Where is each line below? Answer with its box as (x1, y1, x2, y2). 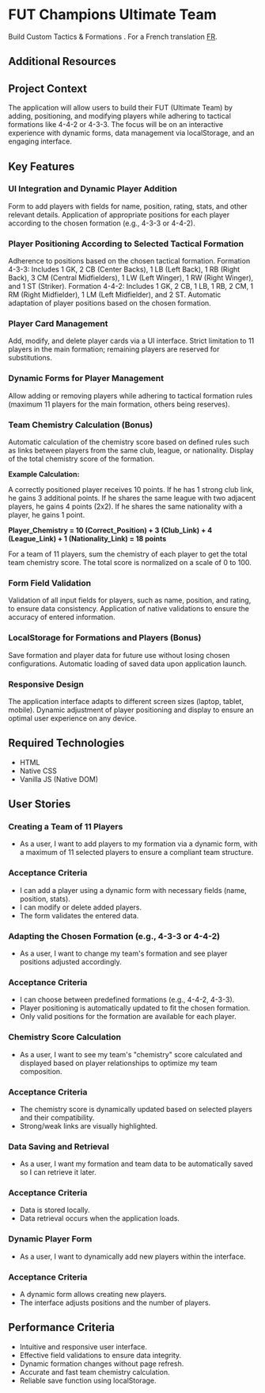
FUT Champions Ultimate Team (8, 6, 218, 24)
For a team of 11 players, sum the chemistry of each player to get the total (8, 549, 248, 559)
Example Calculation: (8, 470, 80, 479)
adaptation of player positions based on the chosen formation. (8, 298, 211, 308)
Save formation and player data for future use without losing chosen (8, 650, 231, 660)
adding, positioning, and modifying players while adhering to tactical (8, 111, 232, 121)
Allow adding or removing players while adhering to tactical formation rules (8, 391, 253, 400)
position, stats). (19, 894, 71, 903)
